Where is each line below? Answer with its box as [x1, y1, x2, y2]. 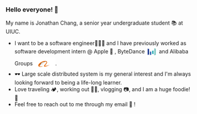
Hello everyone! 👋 [5, 5, 59, 14]
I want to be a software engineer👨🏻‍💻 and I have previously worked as [14, 40, 187, 47]
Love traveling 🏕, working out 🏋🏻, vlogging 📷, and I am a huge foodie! [14, 86, 190, 93]
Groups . [14, 60, 57, 67]
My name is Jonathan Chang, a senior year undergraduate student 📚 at [5, 19, 184, 26]
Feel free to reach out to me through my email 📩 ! [14, 101, 136, 108]
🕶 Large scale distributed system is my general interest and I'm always [14, 70, 192, 77]
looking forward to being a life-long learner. [14, 79, 123, 86]
